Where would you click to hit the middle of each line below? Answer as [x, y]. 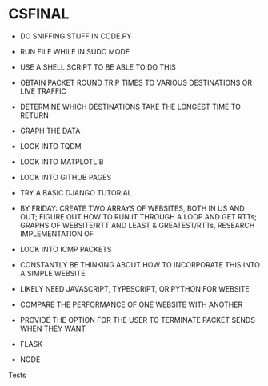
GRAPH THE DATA [50, 131]
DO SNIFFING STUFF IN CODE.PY [76, 36]
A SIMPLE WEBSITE [52, 273]
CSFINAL [39, 14]
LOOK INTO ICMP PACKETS [66, 249]
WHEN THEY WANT [53, 328]
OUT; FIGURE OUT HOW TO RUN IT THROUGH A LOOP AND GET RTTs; [138, 216]
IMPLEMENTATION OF [57, 234]
